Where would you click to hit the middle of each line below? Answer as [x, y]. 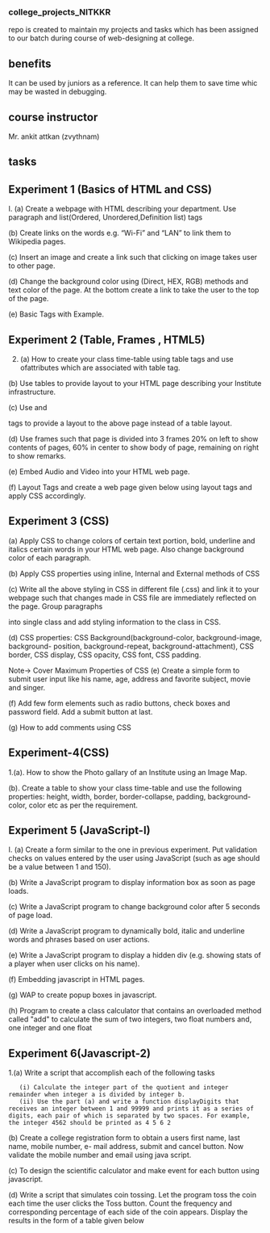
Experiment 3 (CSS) [59, 521]
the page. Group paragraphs [56, 606]
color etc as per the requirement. [83, 805]
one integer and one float [50, 1028]
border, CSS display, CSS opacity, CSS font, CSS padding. [105, 654]
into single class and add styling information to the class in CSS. [115, 622]
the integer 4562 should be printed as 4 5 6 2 [90, 1123]
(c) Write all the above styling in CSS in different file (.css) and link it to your [134, 589]
